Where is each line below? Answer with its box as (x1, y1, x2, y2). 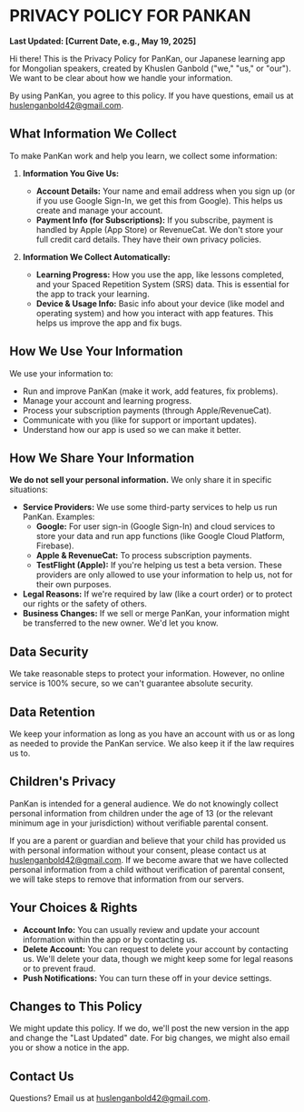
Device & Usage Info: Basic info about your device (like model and (35, 297, 285, 309)
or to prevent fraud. (22, 963, 96, 974)
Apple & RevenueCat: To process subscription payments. (35, 550, 252, 561)
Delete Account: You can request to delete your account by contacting (22, 943, 289, 955)
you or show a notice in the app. (9, 1042, 130, 1053)
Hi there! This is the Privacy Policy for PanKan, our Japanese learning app (9, 53, 286, 64)
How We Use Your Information (9, 344, 183, 359)
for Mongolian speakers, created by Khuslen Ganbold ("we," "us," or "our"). (9, 63, 292, 74)
